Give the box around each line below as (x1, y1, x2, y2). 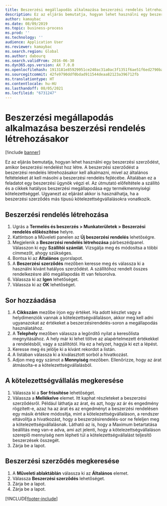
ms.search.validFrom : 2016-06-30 (5, 58, 75, 63)
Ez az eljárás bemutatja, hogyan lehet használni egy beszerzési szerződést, (5, 159, 160, 165)
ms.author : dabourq (5, 53, 46, 59)
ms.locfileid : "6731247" (5, 90, 57, 95)
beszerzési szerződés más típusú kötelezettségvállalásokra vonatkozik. (5, 196, 152, 202)
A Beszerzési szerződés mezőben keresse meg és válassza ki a (12, 260, 145, 266)
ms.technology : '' (5, 35, 43, 40)
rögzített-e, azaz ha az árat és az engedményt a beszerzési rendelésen (12, 406, 158, 412)
